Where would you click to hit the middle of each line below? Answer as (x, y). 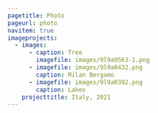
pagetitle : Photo (36, 16)
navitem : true (31, 30)
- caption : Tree (55, 53)
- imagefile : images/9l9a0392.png (86, 82)
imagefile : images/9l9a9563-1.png (93, 60)
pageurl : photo (33, 23)
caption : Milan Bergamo (75, 75)
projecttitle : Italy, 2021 (66, 97)
